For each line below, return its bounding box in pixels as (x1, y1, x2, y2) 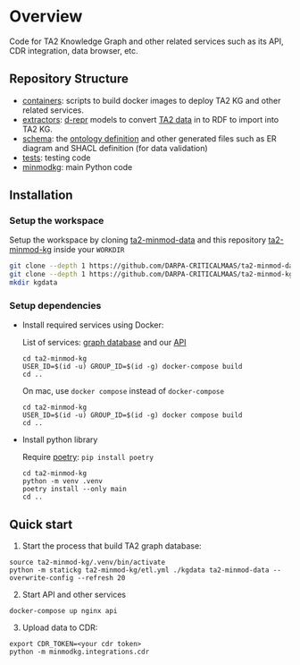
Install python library (21, 434, 98, 445)
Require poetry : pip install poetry (21, 452, 154, 463)
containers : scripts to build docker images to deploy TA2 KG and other (21, 95, 281, 106)
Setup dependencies (9, 299, 102, 311)
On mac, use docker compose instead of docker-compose (21, 386, 225, 396)
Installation (9, 188, 73, 203)
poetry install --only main (21, 485, 127, 494)
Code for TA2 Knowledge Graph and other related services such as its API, (9, 36, 284, 47)
